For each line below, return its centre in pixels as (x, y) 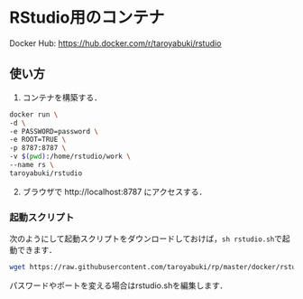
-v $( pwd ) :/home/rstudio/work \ (70, 157)
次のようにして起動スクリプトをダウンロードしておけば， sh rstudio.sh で (146, 238)
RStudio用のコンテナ (87, 18)
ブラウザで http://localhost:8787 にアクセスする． (115, 192)
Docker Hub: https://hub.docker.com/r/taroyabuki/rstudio (115, 43)
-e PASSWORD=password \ (54, 131)
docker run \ (34, 114)
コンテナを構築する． (62, 97)
